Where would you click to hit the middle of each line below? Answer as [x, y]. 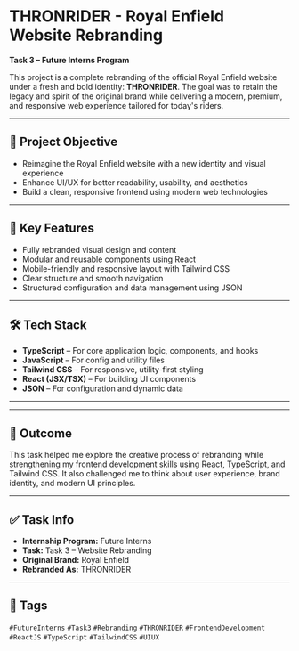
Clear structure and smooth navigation [93, 278]
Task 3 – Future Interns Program [69, 60]
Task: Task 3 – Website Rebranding [87, 550]
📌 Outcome [41, 433]
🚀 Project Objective [64, 142]
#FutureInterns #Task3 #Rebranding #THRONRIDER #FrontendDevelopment [137, 628]
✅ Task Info [42, 520]
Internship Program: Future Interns [87, 541]
